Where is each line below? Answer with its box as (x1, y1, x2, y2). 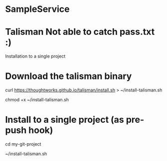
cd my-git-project (5, 141, 41, 147)
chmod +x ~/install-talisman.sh (5, 97, 69, 103)
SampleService (5, 3, 70, 15)
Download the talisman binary (5, 71, 132, 82)
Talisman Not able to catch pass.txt (5, 26, 155, 38)
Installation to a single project (5, 53, 66, 59)
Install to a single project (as (5, 114, 125, 125)
